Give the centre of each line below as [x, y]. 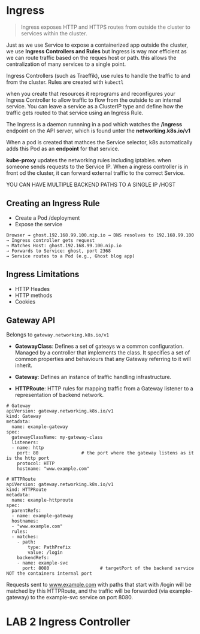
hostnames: [25, 521]
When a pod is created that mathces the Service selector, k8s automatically [99, 142]
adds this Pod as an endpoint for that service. [63, 148]
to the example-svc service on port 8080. [82, 597]
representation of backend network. [59, 395]
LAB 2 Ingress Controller [68, 622]
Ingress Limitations [43, 274]
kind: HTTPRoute [26, 490]
